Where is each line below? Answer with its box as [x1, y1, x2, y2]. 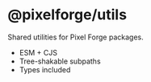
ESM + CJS [19, 47, 58, 57]
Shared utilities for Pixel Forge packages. [7, 32, 144, 42]
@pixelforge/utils [7, 6, 127, 24]
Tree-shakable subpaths [19, 56, 102, 66]
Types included [19, 64, 71, 74]
